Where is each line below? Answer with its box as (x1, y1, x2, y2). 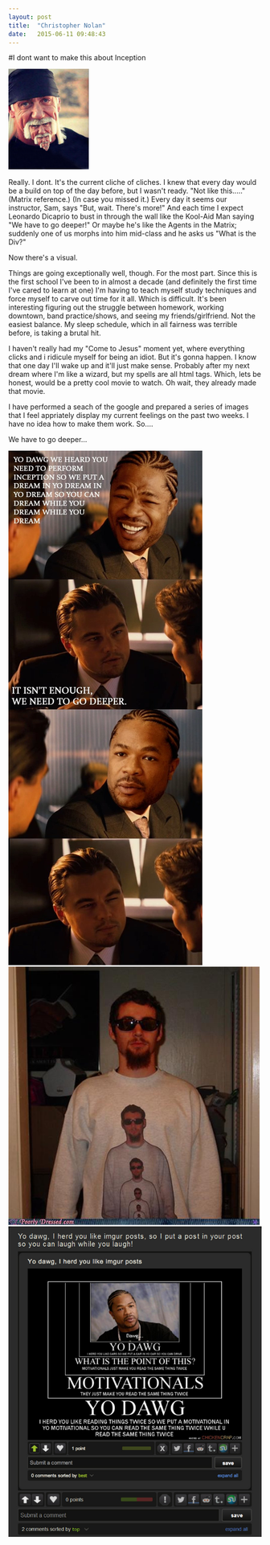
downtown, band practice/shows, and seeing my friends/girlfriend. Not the (8, 311, 256, 321)
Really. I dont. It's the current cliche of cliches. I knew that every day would (8, 178, 257, 187)
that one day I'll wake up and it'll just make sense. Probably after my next (8, 361, 250, 371)
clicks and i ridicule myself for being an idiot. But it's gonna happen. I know (8, 352, 257, 362)
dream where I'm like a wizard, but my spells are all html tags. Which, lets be (8, 370, 261, 379)
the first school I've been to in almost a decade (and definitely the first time (8, 277, 257, 287)
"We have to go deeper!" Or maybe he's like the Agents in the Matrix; (8, 220, 237, 230)
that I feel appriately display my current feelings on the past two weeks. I (8, 411, 249, 420)
